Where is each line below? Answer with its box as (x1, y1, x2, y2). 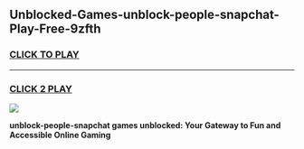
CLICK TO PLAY (9, 49, 80, 61)
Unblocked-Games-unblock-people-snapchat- (9, 7, 280, 23)
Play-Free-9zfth (9, 22, 101, 37)
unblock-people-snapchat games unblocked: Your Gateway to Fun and (9, 119, 281, 130)
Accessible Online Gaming (9, 129, 111, 140)
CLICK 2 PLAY (9, 82, 72, 95)
